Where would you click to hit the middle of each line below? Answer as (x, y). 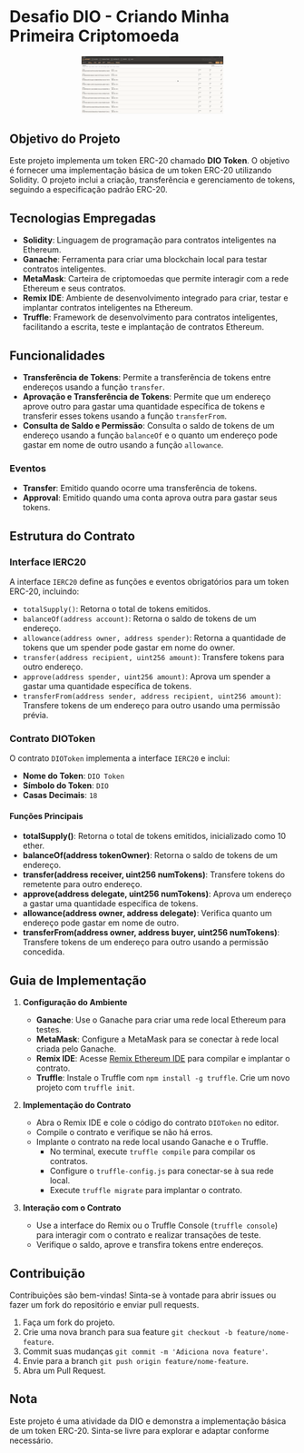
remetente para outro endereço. (82, 885)
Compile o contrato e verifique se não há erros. (124, 1132)
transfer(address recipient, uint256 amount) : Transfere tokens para (153, 657)
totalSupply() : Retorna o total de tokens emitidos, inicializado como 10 (154, 836)
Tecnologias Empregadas (83, 218)
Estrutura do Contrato (73, 536)
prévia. (35, 715)
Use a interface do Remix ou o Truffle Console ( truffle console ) (157, 1226)
